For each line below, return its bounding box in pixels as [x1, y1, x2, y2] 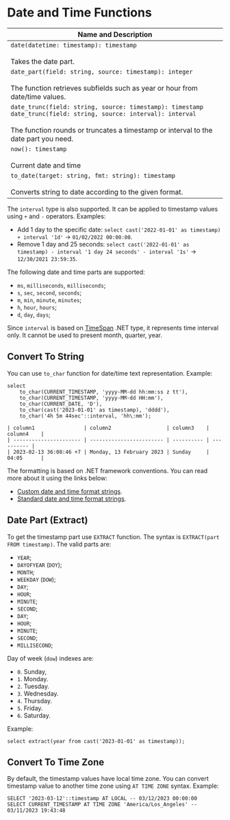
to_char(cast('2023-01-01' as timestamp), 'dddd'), [19, 407, 170, 413]
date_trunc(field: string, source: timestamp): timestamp [10, 103, 204, 111]
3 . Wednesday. [16, 689, 60, 698]
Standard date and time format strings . [16, 494, 127, 503]
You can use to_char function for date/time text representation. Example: [7, 369, 213, 377]
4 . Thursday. [16, 696, 53, 705]
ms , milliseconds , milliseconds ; [16, 281, 106, 289]
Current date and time [10, 160, 81, 170]
